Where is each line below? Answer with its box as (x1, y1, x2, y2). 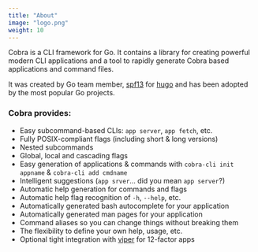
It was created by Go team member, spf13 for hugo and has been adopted (8, 80, 249, 89)
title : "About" (8, 11, 58, 20)
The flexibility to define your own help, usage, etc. (19, 226, 183, 235)
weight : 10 (8, 26, 44, 34)
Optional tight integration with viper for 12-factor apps (19, 234, 195, 244)
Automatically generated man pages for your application (19, 209, 203, 219)
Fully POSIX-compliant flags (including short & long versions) (19, 134, 219, 143)
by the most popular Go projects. (8, 88, 116, 98)
